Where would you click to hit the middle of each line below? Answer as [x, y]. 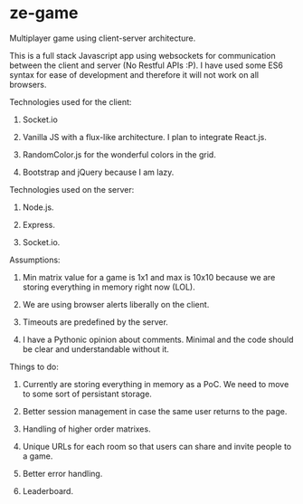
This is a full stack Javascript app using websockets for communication [142, 55]
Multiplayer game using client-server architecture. [103, 38]
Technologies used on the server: [72, 189]
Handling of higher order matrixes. [86, 429]
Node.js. [38, 207]
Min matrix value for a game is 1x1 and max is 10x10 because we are [149, 277]
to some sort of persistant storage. [87, 394]
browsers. [28, 84]
